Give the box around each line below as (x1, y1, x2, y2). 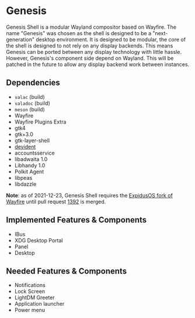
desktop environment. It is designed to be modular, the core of (36, 36, 186, 43)
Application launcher (14, 300, 65, 307)
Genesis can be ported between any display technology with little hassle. (6, 48, 182, 55)
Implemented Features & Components (6, 215, 147, 225)
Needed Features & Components (6, 266, 127, 276)
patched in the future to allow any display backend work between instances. (6, 60, 190, 68)
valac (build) (14, 93, 45, 100)
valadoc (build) (14, 100, 51, 107)
